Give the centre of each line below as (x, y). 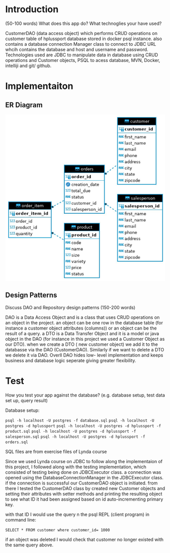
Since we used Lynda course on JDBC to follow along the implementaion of (84, 461)
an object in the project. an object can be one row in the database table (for (84, 322)
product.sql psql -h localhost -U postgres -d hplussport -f (71, 431)
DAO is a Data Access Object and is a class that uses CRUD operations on (82, 317)
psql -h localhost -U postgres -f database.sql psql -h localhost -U (80, 420)
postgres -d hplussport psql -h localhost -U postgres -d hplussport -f (83, 426)
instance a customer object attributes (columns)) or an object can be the (81, 328)
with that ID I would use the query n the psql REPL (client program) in (77, 514)
